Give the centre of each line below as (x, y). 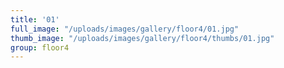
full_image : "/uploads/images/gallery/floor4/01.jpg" (125, 29)
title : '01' (35, 19)
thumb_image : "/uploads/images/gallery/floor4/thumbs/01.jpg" (142, 38)
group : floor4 (40, 47)
